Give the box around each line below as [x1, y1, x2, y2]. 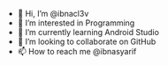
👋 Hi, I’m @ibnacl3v [17, 9, 89, 18]
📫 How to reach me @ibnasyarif [17, 47, 137, 56]
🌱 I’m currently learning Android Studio [17, 27, 159, 37]
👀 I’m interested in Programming [17, 18, 135, 28]
